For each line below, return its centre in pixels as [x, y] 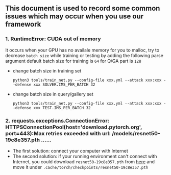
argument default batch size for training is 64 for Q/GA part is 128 [73, 61]
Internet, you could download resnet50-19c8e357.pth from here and [83, 161]
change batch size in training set [47, 70]
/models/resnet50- [136, 133]
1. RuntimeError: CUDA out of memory [53, 39]
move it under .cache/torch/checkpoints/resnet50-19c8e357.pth [80, 167]
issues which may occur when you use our [75, 17]
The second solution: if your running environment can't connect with [85, 156]
